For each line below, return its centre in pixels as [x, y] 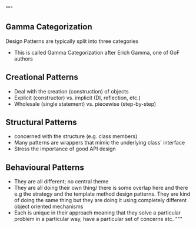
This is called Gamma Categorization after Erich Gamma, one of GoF [97, 52]
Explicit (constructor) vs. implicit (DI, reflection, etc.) [77, 98]
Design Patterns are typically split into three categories [72, 41]
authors [23, 59]
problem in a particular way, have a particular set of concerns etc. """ [98, 219]
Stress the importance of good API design [65, 149]
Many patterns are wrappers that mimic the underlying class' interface [99, 143]
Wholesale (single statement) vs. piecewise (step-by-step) [85, 104]
